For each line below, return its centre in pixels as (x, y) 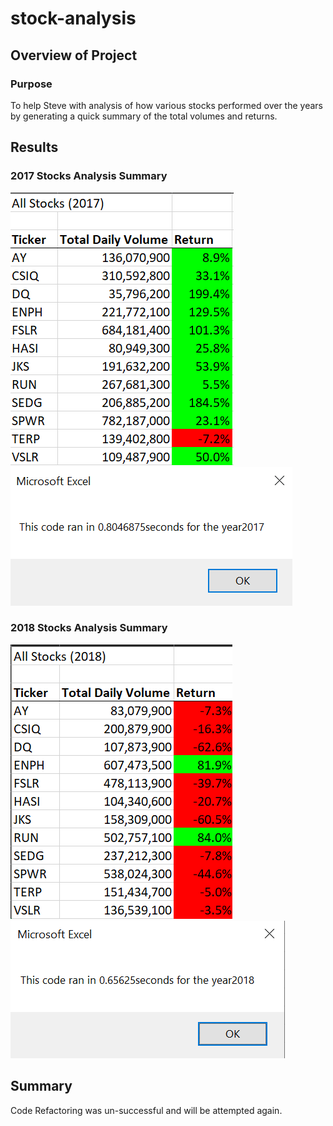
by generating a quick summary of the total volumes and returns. (144, 116)
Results (34, 147)
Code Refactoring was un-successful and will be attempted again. (146, 1110)
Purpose (31, 84)
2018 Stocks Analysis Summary (89, 628)
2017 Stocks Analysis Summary (89, 176)
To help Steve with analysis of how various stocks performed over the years (166, 105)
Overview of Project (74, 55)
